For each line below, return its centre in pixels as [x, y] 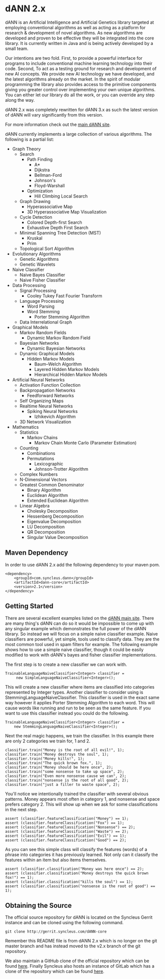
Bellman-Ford [48, 175]
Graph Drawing [35, 201]
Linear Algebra [35, 506]
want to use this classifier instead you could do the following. [67, 713]
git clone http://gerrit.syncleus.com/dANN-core [56, 932]
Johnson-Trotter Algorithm [61, 469]
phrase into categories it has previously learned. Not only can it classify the [82, 855]
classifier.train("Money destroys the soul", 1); [57, 754]
